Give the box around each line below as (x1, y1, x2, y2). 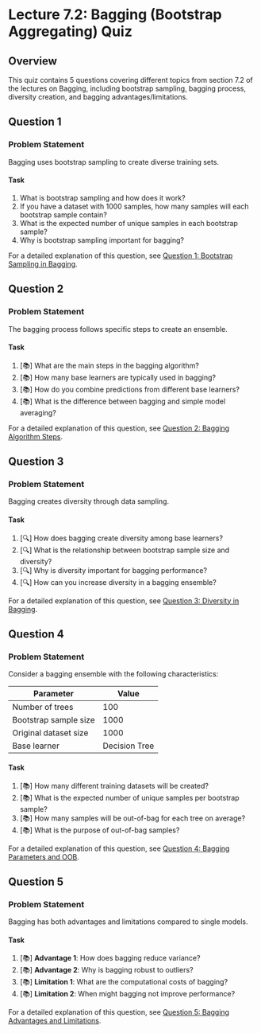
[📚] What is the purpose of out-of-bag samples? (19, 825, 180, 835)
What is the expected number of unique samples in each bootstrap (19, 218, 238, 228)
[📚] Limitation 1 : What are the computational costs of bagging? (19, 977, 228, 987)
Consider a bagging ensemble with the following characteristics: (8, 669, 219, 679)
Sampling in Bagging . (8, 259, 78, 268)
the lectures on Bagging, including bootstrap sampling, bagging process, (8, 84, 247, 93)
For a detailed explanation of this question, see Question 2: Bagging (8, 423, 230, 433)
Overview (8, 54, 58, 68)
